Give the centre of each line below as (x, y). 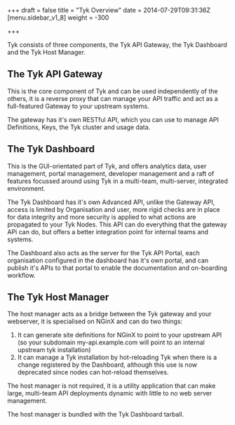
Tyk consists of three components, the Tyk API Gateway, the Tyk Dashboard (117, 45)
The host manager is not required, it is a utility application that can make (112, 386)
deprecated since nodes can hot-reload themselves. (93, 372)
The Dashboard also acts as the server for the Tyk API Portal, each (103, 252)
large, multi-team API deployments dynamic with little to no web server (110, 393)
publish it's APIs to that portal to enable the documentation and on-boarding (117, 268)
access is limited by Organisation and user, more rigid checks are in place (114, 209)
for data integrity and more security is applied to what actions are (102, 217)
